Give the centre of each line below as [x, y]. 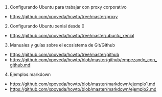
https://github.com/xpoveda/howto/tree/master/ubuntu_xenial [72, 36]
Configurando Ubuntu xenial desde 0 [47, 26]
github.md [20, 65]
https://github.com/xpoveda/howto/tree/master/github [64, 54]
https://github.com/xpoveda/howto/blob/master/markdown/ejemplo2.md [83, 89]
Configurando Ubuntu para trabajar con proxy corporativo [68, 7]
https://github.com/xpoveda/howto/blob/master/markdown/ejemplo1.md [82, 84]
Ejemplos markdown [30, 74]
